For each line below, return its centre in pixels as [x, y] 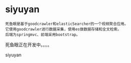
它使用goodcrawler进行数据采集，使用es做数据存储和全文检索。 [63, 29]
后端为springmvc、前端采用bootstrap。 [42, 35]
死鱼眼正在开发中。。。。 [29, 45]
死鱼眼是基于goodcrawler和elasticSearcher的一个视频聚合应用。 [67, 24]
